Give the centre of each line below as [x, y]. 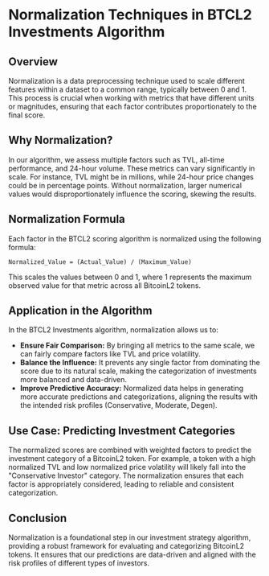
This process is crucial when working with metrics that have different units [131, 98]
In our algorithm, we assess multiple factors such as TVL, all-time [116, 159]
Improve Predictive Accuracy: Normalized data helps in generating [132, 389]
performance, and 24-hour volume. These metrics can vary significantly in [132, 168]
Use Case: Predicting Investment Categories [122, 431]
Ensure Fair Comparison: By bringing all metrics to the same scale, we [137, 346]
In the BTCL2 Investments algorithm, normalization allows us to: [113, 330]
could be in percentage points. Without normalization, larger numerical [125, 185]
